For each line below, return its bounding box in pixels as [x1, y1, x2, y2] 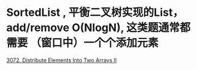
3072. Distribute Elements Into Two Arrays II [6, 56, 117, 64]
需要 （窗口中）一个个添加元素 [6, 36, 159, 50]
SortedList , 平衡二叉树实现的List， [6, 5, 184, 19]
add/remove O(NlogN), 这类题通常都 [6, 21, 191, 35]
